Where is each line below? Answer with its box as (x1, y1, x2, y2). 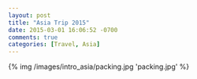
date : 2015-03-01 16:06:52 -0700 (8, 26, 118, 34)
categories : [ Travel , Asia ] (8, 41, 101, 48)
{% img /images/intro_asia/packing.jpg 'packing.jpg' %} (8, 62, 190, 71)
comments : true (8, 33, 58, 41)
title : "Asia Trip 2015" (8, 19, 90, 27)
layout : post (8, 11, 51, 20)
